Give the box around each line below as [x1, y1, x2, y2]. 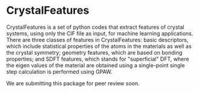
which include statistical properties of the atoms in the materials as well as [6, 43, 192, 50]
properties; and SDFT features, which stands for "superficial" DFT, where [6, 55, 189, 62]
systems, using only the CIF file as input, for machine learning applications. [6, 29, 194, 37]
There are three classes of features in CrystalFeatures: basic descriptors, [6, 36, 189, 43]
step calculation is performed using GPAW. [6, 68, 113, 75]
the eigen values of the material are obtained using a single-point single [6, 61, 185, 69]
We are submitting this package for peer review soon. [6, 79, 140, 87]
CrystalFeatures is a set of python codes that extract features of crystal [6, 23, 184, 31]
